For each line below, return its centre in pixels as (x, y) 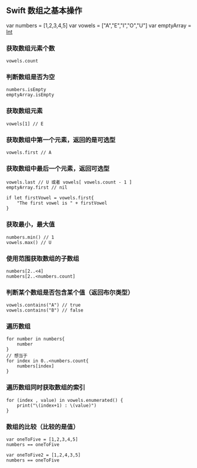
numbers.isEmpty (26, 90)
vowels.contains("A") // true (44, 305)
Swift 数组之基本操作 (44, 11)
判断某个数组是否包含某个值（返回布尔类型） (70, 292)
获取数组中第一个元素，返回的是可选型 (61, 140)
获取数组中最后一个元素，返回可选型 (58, 169)
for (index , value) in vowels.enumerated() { (65, 400)
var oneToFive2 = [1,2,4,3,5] (44, 455)
